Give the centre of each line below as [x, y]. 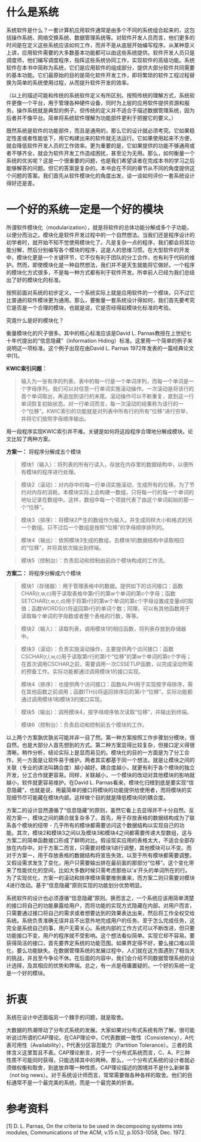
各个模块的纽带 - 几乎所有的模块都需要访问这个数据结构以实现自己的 [95, 825]
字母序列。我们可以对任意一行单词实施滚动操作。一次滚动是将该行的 [110, 388]
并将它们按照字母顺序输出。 [55, 418]
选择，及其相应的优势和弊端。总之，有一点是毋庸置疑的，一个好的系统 [98, 965]
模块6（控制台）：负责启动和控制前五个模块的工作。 [84, 724]
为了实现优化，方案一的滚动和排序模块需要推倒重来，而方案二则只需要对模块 [100, 877]
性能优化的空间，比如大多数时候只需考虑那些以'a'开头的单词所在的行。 [103, 870]
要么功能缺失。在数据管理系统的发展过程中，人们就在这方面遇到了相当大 [106, 950]
